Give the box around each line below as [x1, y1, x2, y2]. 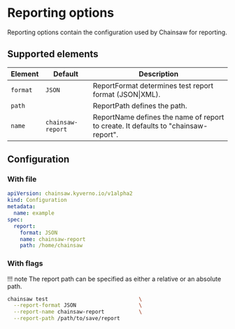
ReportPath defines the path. [92, 101, 187, 110]
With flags [7, 258, 43, 268]
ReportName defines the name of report [92, 112, 225, 122]
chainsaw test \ [7, 295, 142, 302]
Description [138, 68, 179, 78]
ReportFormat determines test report [92, 80, 213, 90]
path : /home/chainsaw [20, 242, 83, 249]
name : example [13, 210, 55, 217]
